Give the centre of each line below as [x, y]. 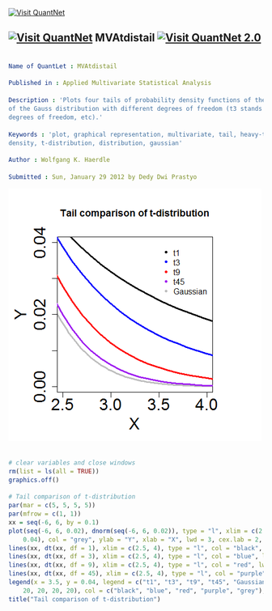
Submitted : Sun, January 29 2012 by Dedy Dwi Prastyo [103, 177]
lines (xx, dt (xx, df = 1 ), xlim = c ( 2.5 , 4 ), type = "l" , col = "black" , [136, 548]
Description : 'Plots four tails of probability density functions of [130, 100]
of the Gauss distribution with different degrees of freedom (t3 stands [136, 109]
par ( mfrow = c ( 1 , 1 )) [45, 514]
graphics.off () [34, 480]
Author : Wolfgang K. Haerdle [59, 160]
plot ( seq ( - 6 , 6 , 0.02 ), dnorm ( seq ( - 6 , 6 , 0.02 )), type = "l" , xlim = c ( [134, 531]
